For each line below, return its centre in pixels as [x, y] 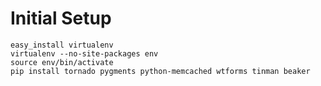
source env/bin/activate [62, 62]
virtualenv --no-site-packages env [84, 53]
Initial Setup [61, 18]
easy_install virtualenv [62, 45]
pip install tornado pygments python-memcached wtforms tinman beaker [160, 71]
